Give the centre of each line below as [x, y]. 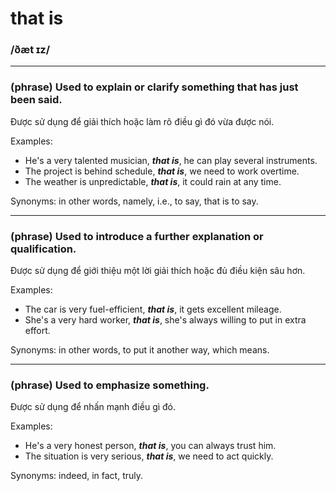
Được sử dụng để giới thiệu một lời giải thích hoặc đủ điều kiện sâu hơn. [158, 271]
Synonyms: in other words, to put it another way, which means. [140, 350]
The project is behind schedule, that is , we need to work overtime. [162, 171]
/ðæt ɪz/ [30, 50]
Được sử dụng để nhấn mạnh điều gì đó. [93, 407]
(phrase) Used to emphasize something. [110, 385]
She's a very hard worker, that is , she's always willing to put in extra [165, 320]
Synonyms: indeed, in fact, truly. [77, 476]
